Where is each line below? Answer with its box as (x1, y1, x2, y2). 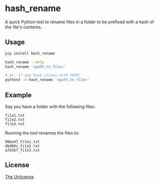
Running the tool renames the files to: (5, 130, 80, 136)
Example (5, 91, 32, 99)
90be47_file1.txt (5, 139, 40, 144)
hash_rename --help (5, 60, 44, 64)
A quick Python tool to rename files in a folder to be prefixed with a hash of (5, 19, 154, 25)
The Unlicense (5, 174, 34, 180)
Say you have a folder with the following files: (5, 104, 96, 109)
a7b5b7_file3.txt (5, 148, 40, 153)
